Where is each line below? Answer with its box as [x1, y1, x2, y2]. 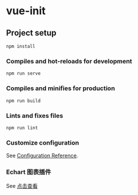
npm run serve [6, 71, 41, 76]
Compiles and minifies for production [6, 84, 115, 92]
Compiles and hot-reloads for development [6, 57, 133, 65]
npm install [6, 43, 35, 49]
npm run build [6, 98, 41, 104]
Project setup [6, 28, 57, 38]
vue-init [6, 4, 46, 18]
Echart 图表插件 [6, 168, 51, 176]
